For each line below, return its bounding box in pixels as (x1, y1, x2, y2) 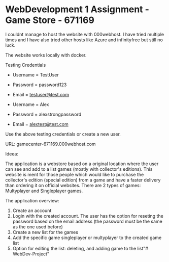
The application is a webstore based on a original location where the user (5, 161, 159, 167)
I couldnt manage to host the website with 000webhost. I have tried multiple (5, 31, 164, 37)
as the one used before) (12, 223, 63, 230)
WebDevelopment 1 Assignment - (5, 4, 150, 15)
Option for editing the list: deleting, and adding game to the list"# (12, 245, 149, 251)
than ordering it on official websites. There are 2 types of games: (5, 182, 141, 188)
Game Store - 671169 (5, 14, 95, 26)
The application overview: (5, 197, 59, 203)
